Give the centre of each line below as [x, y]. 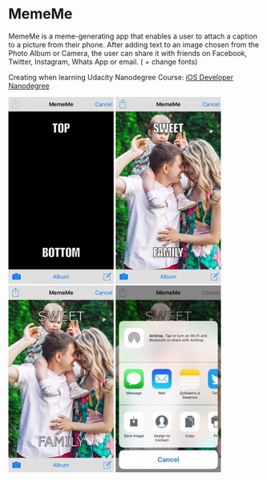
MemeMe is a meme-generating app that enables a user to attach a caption [133, 36]
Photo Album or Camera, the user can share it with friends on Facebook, [128, 53]
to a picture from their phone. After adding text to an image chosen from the [134, 44]
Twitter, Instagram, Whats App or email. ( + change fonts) [103, 62]
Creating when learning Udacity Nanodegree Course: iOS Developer [121, 77]
